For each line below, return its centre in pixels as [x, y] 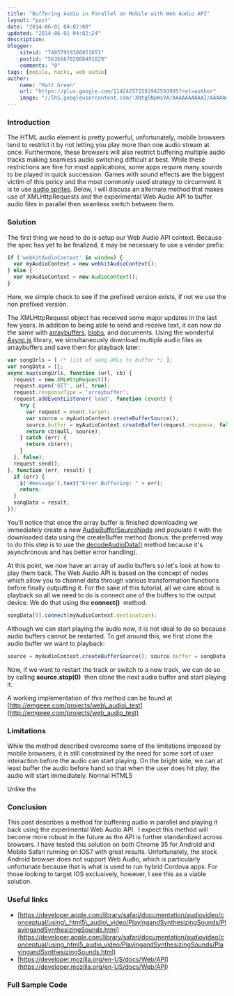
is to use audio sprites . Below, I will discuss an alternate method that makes [116, 190]
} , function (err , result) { [49, 470]
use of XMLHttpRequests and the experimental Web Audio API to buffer [110, 197]
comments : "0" [40, 66]
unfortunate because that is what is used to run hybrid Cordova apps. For [112, 867]
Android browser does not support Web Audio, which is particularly [104, 859]
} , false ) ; [29, 457]
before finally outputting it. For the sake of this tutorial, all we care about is [114, 588]
